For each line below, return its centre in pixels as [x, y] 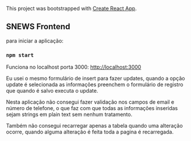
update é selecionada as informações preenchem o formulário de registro [95, 84]
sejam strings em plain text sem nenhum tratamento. [69, 114]
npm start [20, 55]
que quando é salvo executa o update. [52, 91]
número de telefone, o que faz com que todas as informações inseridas [92, 108]
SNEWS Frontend [38, 27]
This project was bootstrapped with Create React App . [72, 8]
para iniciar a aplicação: [35, 41]
